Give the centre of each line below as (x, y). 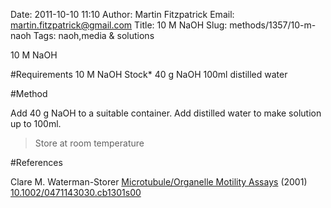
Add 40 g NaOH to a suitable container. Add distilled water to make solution (166, 113)
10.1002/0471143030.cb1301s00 (76, 192)
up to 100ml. (36, 123)
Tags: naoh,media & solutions (94, 35)
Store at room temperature (89, 143)
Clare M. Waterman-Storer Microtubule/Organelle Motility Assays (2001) (159, 182)
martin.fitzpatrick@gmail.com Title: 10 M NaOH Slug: (119, 25)
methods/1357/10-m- (273, 25)
